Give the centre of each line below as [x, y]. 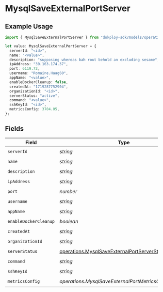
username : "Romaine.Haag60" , [39, 73]
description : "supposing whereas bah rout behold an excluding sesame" [83, 60]
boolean [69, 222]
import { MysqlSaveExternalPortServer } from [52, 37]
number [68, 192]
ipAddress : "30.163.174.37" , [39, 64]
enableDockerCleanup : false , [39, 82]
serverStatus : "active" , [34, 96]
